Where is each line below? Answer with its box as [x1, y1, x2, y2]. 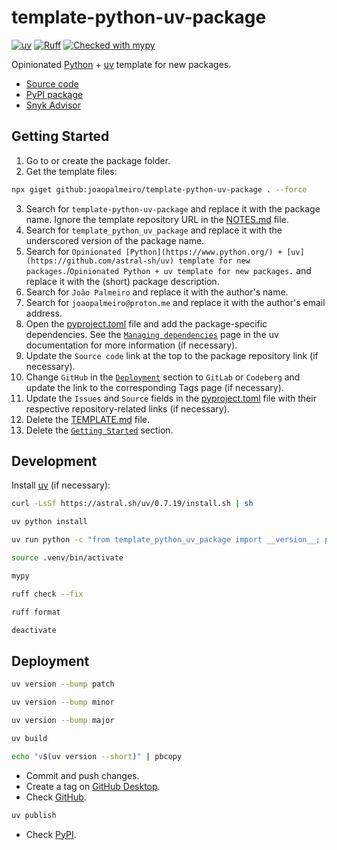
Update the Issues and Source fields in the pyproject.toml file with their [25, 392, 317, 404]
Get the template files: [25, 165, 118, 177]
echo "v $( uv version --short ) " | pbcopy [11, 751, 183, 761]
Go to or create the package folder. [25, 154, 171, 166]
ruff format [11, 607, 61, 617]
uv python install [11, 517, 88, 527]
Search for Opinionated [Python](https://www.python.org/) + [25, 245, 283, 257]
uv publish [11, 810, 57, 820]
